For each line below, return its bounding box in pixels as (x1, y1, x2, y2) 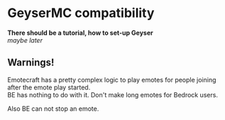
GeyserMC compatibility (7, 5, 155, 21)
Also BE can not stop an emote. (7, 104, 99, 113)
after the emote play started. (7, 83, 91, 92)
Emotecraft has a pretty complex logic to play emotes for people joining (7, 75, 216, 84)
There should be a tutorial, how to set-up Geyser (7, 28, 154, 37)
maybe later (7, 36, 43, 44)
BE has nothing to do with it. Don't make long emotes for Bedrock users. (7, 90, 219, 99)
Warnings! (7, 57, 55, 69)
